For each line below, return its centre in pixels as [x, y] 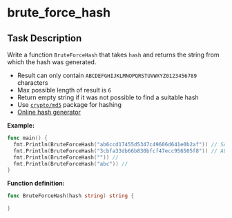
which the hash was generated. [52, 62]
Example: [21, 125]
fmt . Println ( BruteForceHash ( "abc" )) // [71, 163]
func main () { [28, 138]
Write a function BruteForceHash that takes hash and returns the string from [113, 54]
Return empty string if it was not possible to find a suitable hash [108, 97]
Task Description [45, 38]
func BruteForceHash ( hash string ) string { [71, 196]
